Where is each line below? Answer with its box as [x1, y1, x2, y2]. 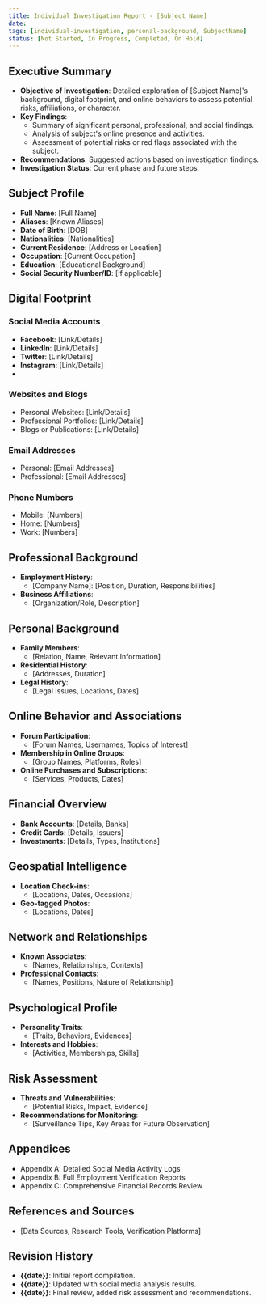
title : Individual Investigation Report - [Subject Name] [8, 11, 207, 20]
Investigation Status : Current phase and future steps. [19, 163, 200, 173]
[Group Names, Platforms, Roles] [31, 756, 142, 766]
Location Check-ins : [19, 881, 90, 891]
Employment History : [19, 572, 93, 583]
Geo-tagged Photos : [19, 898, 90, 908]
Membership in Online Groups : [19, 748, 125, 757]
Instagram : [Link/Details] [19, 360, 104, 370]
